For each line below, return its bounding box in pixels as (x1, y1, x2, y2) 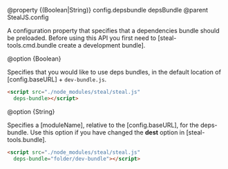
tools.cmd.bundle (7, 41, 57, 49)
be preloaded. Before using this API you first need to (7, 34, 157, 42)
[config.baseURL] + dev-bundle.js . (7, 75, 107, 83)
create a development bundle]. (58, 41, 146, 49)
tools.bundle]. (7, 135, 47, 143)
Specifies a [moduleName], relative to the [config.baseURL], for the (7, 121, 199, 129)
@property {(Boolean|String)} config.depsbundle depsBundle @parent (7, 6, 209, 14)
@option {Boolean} (7, 54, 61, 63)
